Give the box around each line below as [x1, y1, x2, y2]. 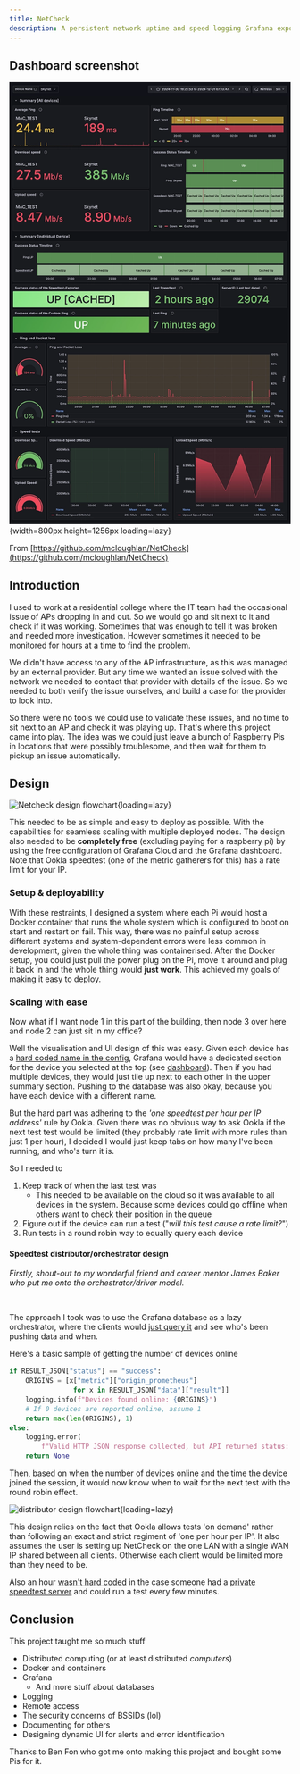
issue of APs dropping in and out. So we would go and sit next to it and [9, 611, 270, 622]
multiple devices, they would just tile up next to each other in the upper [9, 1072, 271, 1083]
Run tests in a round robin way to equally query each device [21, 1228, 244, 1239]
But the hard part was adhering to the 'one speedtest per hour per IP [9, 1108, 262, 1118]
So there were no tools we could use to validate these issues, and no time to [9, 712, 290, 723]
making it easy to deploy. [9, 974, 102, 984]
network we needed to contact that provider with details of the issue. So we [9, 675, 288, 687]
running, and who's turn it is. [9, 1146, 114, 1157]
